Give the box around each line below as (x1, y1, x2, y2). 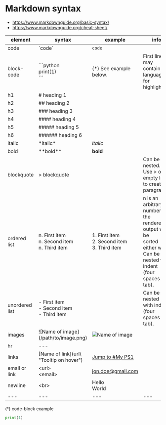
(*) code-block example (5, 406, 54, 412)
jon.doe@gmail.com (92, 368, 138, 375)
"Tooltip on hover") (39, 356, 83, 363)
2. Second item (92, 238, 127, 245)
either (143, 244, 157, 251)
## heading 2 (39, 99, 70, 106)
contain (143, 65, 161, 72)
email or (7, 364, 26, 371)
